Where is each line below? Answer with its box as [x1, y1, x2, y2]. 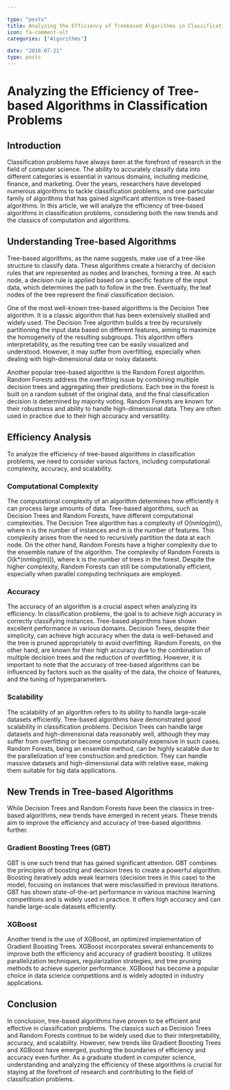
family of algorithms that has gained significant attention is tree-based [7, 195, 205, 202]
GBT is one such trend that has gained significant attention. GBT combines [7, 858, 217, 867]
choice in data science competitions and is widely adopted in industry [7, 971, 204, 980]
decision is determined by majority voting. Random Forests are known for [7, 397, 214, 405]
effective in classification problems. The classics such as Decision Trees [7, 1024, 212, 1032]
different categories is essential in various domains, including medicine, [7, 173, 209, 180]
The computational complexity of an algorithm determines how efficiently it [7, 497, 219, 505]
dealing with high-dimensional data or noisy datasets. [7, 354, 159, 363]
